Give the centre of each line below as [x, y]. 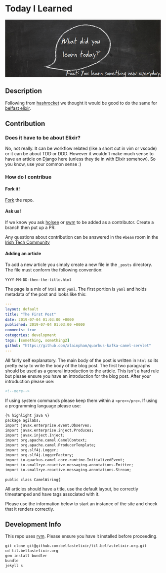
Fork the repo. [20, 200]
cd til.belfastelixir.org [32, 551]
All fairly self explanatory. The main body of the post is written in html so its [82, 360]
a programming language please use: [43, 405]
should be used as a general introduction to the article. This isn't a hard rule [82, 371]
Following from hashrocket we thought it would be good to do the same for [81, 103]
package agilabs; [23, 420]
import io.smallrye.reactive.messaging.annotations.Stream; [68, 470]
